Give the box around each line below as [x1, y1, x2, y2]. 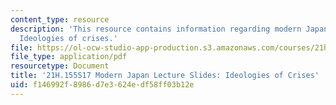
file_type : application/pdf [10, 52, 128, 62]
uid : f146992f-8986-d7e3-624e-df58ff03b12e [10, 80, 195, 90]
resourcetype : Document [10, 61, 110, 71]
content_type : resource [10, 14, 110, 25]
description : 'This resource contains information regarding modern [10, 24, 302, 34]
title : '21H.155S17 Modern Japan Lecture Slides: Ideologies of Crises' [10, 71, 320, 81]
